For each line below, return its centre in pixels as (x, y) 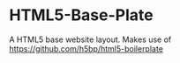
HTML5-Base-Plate (81, 15)
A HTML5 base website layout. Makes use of (90, 39)
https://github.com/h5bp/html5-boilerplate (86, 48)
